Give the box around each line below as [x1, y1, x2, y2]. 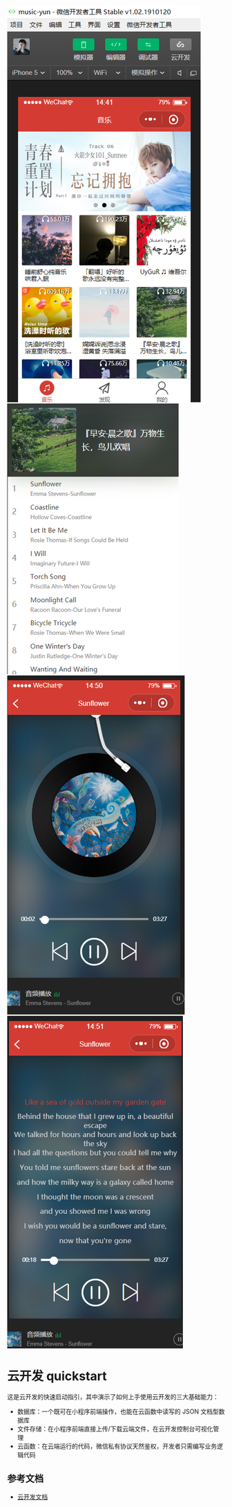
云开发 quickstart [7, 1368, 107, 1384]
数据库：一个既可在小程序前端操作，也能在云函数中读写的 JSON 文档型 [17, 1407, 219, 1416]
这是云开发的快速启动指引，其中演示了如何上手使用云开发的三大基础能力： [7, 1392, 219, 1401]
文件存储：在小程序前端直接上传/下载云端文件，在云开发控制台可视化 [17, 1425, 213, 1433]
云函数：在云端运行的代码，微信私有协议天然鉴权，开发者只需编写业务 [17, 1442, 217, 1450]
